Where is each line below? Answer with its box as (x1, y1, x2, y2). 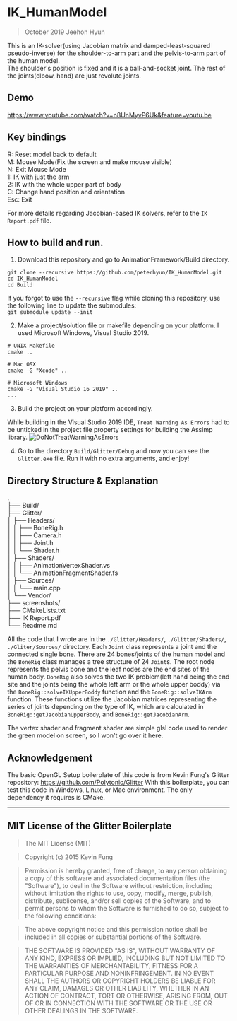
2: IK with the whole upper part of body (7, 180, 122, 188)
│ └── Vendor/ (7, 591, 51, 600)
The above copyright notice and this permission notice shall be (24, 925, 208, 933)
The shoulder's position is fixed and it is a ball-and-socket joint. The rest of (7, 64, 226, 72)
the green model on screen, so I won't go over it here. (7, 731, 164, 740)
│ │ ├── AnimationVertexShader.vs (7, 561, 111, 570)
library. (7, 433, 28, 442)
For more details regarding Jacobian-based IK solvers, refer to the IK (7, 209, 208, 217)
